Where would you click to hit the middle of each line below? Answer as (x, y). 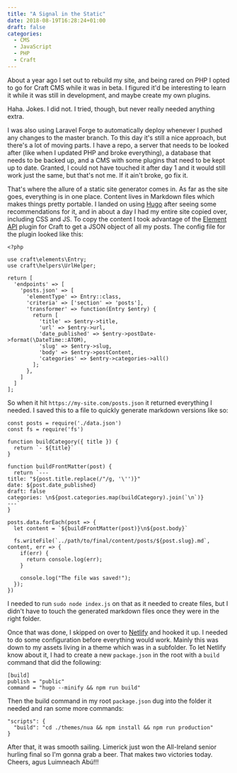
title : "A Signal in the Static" (57, 14)
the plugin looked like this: (45, 234)
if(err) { (35, 553)
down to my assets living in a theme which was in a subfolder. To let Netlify (117, 647)
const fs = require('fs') (45, 429)
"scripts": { (27, 721)
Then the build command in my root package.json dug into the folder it (110, 701)
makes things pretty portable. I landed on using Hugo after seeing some (112, 204)
